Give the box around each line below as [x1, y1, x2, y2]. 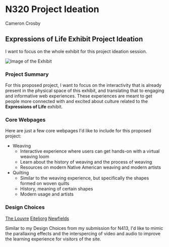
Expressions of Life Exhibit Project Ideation [5, 35, 143, 43]
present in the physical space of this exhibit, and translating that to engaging [5, 87, 164, 94]
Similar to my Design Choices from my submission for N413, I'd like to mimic [5, 225, 163, 231]
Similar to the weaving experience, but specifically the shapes [20, 175, 149, 181]
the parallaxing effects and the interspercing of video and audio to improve [5, 230, 160, 236]
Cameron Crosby [5, 20, 41, 26]
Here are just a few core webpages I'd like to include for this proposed [5, 128, 151, 134]
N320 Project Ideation [5, 4, 99, 15]
